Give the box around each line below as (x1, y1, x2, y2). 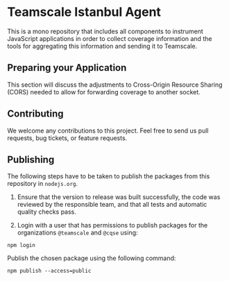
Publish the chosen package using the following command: (7, 254, 176, 262)
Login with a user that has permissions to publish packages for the (17, 221, 208, 230)
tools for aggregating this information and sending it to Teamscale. (7, 42, 198, 50)
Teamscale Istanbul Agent (7, 4, 162, 20)
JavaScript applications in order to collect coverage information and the (7, 34, 212, 42)
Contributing (7, 108, 64, 120)
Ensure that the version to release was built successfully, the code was (17, 193, 221, 201)
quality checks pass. (17, 207, 76, 216)
